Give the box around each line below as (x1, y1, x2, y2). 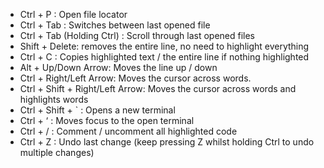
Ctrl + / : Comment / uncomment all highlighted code (19, 125, 238, 137)
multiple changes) (19, 147, 95, 158)
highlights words (19, 94, 89, 105)
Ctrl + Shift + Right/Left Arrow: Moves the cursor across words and (19, 83, 297, 94)
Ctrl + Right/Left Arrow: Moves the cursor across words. (19, 72, 252, 84)
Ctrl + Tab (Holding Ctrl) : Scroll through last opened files (19, 30, 256, 41)
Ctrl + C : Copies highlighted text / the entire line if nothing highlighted (19, 51, 310, 63)
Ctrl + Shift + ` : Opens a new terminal (19, 104, 176, 116)
